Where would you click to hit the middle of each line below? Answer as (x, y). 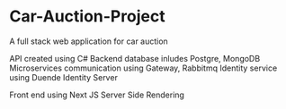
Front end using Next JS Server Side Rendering (97, 95)
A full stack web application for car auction (89, 41)
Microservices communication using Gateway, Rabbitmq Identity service (143, 68)
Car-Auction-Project (87, 17)
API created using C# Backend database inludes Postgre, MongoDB (135, 58)
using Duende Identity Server (64, 77)
